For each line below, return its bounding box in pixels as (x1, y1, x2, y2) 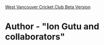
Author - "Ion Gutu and (5, 21, 100, 32)
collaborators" (5, 31, 65, 43)
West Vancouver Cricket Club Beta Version (5, 4, 91, 10)
